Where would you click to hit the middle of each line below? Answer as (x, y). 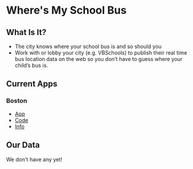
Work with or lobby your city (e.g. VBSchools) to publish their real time (101, 53)
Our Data (23, 145)
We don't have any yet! (34, 159)
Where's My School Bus (66, 10)
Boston (17, 101)
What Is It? (26, 32)
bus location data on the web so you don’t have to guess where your (99, 59)
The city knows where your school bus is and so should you (88, 46)
